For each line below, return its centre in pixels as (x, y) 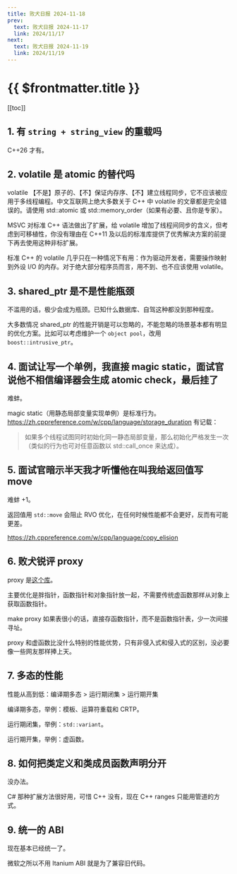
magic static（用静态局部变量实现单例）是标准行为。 (84, 413)
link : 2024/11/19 (39, 54)
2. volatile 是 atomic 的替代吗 (71, 175)
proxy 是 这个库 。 (32, 580)
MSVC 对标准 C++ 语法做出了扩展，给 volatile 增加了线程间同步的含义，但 (115, 225)
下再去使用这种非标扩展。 (44, 243)
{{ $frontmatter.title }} (74, 88)
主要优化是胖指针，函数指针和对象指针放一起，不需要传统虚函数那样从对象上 (119, 594)
